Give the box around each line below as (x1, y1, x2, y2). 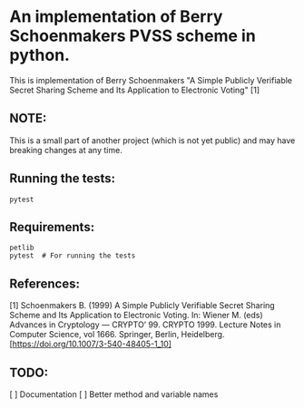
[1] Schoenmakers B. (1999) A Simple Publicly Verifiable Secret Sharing (9, 300, 275, 311)
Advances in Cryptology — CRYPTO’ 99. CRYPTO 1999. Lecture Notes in (9, 319, 281, 330)
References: (9, 276, 80, 291)
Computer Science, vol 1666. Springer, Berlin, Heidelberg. (9, 329, 225, 340)
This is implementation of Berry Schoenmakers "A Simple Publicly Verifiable (9, 74, 293, 85)
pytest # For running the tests (9, 251, 136, 260)
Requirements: (9, 219, 95, 235)
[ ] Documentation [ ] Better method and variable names (9, 389, 219, 400)
